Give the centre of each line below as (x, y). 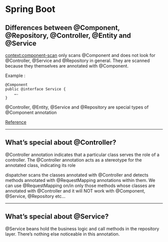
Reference (16, 122)
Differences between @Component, (62, 28)
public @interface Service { (35, 89)
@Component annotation (31, 112)
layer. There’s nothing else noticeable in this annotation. (62, 234)
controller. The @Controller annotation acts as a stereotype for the (73, 160)
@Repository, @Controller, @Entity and (68, 35)
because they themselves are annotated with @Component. (67, 66)
